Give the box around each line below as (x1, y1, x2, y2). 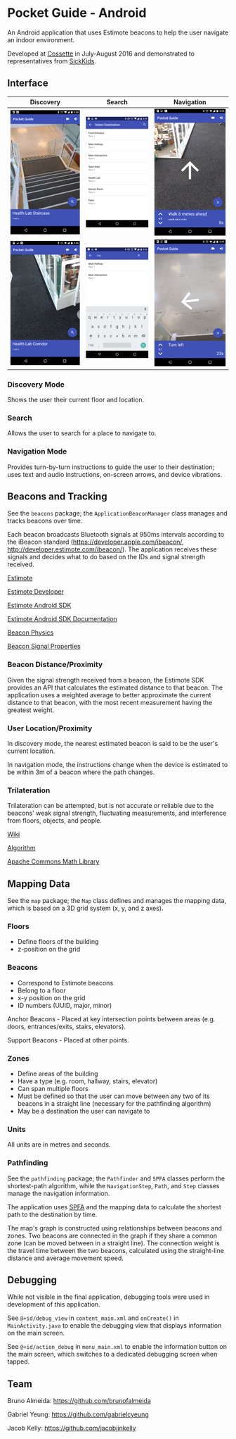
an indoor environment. (7, 35, 75, 44)
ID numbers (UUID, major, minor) (17, 1001, 112, 1009)
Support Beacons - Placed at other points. (7, 1035, 129, 1044)
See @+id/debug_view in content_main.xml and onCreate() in (7, 1314, 179, 1322)
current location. (7, 747, 55, 755)
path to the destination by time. (7, 1210, 98, 1219)
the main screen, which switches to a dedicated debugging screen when (7, 1350, 218, 1359)
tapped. (7, 1357, 30, 1366)
